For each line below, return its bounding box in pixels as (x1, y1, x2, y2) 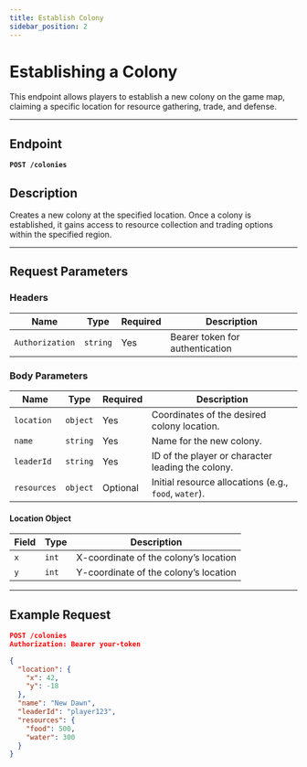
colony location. (151, 420, 220, 432)
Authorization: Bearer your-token (9, 639, 142, 649)
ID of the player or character (151, 450, 272, 463)
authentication (170, 342, 232, 355)
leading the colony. (151, 461, 234, 474)
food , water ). (151, 487, 206, 500)
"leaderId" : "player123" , (17, 708, 117, 717)
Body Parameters (9, 369, 89, 382)
